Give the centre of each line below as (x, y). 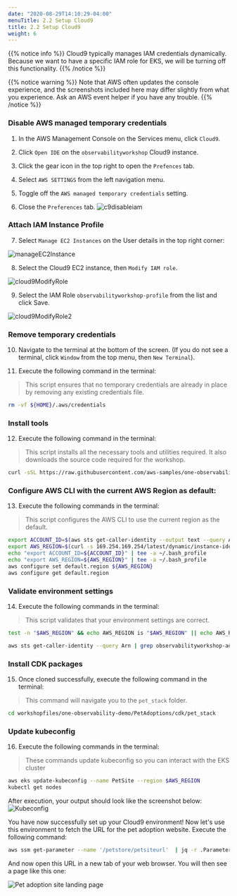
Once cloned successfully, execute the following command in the (113, 679)
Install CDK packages (45, 664)
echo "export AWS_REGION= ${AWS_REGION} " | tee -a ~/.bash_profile (107, 560)
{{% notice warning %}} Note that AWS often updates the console (103, 83)
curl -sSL (23, 473)
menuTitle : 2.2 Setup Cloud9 (51, 20)
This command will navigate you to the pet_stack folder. (106, 701)
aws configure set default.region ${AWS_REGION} (81, 566)
